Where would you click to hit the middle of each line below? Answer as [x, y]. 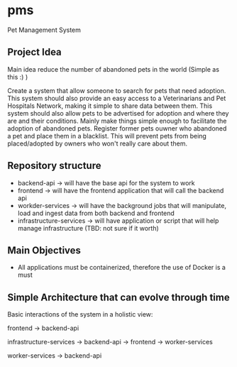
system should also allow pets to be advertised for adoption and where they [118, 113]
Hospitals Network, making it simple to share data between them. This [110, 106]
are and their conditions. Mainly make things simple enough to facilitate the [117, 121]
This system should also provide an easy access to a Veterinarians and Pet [117, 98]
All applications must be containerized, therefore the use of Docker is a [121, 268]
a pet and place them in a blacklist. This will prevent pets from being [107, 136]
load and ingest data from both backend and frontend [96, 213]
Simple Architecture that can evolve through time [118, 297]
